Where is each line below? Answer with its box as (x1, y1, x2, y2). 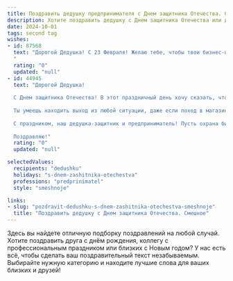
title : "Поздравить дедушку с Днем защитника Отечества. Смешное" (13, 210, 209, 217)
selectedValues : (7, 159, 54, 166)
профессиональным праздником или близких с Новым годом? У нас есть (7, 244, 226, 252)
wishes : (7, 36, 30, 43)
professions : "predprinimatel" (13, 178, 104, 185)
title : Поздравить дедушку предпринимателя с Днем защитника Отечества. (7, 10, 222, 17)
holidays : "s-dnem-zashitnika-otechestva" (13, 171, 138, 178)
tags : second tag (7, 29, 58, 37)
